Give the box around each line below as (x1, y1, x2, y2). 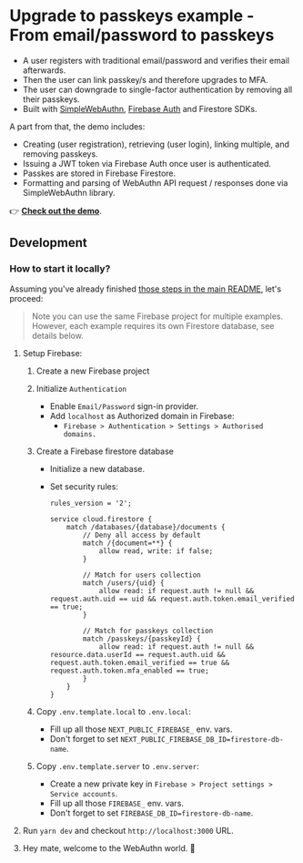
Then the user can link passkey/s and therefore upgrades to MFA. (22, 74, 268, 85)
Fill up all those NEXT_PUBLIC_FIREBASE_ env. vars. (49, 724, 233, 735)
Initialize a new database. (49, 463, 146, 474)
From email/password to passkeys (9, 25, 275, 46)
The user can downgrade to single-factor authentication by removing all (22, 84, 293, 95)
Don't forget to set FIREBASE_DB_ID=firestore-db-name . (49, 807, 254, 818)
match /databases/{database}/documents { (66, 522, 226, 531)
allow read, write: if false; (98, 546, 214, 556)
